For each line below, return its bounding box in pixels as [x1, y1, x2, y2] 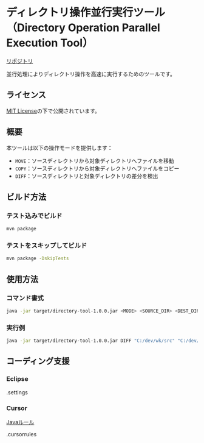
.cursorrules [6, 431, 37, 438]
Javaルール [6, 419, 35, 426]
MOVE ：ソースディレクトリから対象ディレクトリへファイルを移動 [15, 157, 174, 165]
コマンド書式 [6, 294, 44, 302]
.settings [6, 388, 29, 396]
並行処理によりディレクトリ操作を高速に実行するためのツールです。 [6, 70, 176, 77]
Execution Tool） [6, 36, 93, 50]
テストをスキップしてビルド [6, 241, 87, 250]
